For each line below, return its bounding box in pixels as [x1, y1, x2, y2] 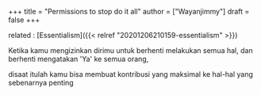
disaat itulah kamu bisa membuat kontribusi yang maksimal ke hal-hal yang [8, 70, 254, 78]
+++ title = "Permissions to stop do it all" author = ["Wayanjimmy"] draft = [8, 7, 250, 16]
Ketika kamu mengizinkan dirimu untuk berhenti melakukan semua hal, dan [8, 46, 253, 55]
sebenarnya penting [8, 78, 74, 87]
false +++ [8, 15, 40, 25]
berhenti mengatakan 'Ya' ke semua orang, [8, 55, 149, 63]
